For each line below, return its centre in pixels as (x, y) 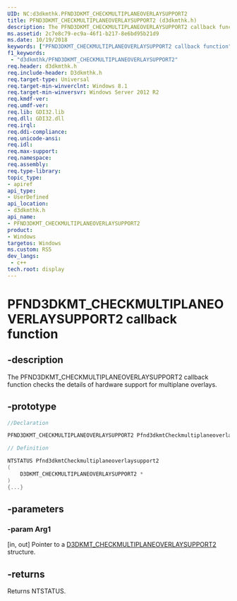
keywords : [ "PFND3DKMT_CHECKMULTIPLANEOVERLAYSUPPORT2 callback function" (120, 47)
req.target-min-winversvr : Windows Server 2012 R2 (83, 92)
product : (20, 230)
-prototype (32, 407)
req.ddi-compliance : (38, 132)
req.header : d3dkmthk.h (42, 66)
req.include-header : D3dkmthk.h (55, 73)
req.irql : (22, 125)
